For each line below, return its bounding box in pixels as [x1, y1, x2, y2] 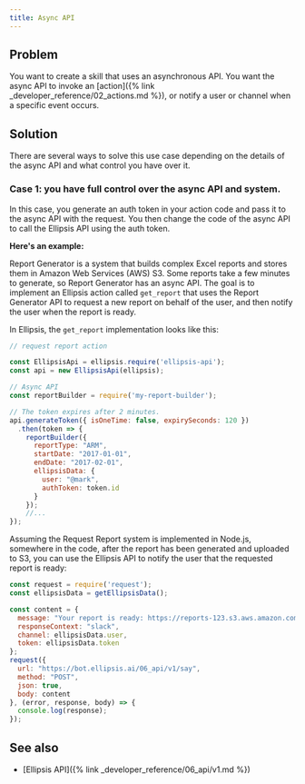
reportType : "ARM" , [33, 442, 107, 451]
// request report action [9, 342, 107, 351]
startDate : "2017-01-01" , [33, 450, 132, 459]
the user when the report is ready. [9, 306, 137, 317]
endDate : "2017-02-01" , [33, 458, 124, 468]
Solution [9, 126, 58, 142]
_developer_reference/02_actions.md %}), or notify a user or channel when [9, 90, 291, 101]
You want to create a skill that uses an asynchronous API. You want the [9, 71, 275, 82]
